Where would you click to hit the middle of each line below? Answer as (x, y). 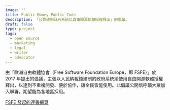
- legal (18, 48)
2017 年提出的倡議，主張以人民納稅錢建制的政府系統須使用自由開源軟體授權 (84, 79)
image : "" (16, 10)
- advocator (23, 57)
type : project (20, 29)
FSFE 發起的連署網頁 (27, 102)
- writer (19, 52)
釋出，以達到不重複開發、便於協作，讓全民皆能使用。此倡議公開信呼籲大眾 (83, 85)
